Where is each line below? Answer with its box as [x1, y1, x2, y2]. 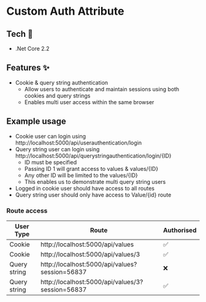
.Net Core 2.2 [15, 45, 50, 52]
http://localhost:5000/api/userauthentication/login [15, 139, 142, 146]
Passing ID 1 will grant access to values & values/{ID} [24, 165, 158, 172]
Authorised [162, 225, 197, 234]
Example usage [6, 116, 66, 127]
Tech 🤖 [6, 29, 34, 39]
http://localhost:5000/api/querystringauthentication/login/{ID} [15, 152, 172, 159]
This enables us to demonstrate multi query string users [24, 178, 166, 185]
